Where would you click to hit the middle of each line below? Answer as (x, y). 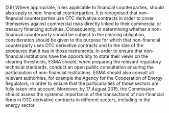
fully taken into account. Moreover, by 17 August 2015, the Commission (80, 89)
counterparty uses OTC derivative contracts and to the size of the (75, 45)
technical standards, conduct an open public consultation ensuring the (80, 67)
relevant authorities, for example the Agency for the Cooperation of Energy (84, 78)
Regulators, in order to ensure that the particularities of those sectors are (82, 83)
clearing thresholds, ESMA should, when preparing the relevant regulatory (83, 62)
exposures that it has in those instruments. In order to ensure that (74, 51)
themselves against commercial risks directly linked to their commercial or (83, 24)
